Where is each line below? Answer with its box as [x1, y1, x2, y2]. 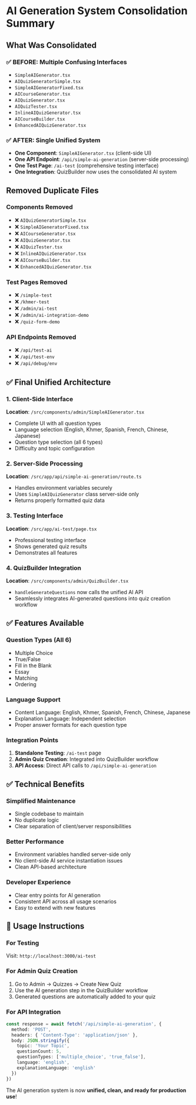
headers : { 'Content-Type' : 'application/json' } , [11, 1032, 138, 1038]
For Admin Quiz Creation [6, 967, 78, 975]
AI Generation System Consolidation [6, 4, 188, 18]
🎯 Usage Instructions [6, 921, 85, 931]
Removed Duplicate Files [6, 185, 99, 195]
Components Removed [6, 203, 73, 211]
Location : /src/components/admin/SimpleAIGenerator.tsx [6, 408, 145, 415]
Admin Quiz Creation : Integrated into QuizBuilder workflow [14, 756, 159, 763]
